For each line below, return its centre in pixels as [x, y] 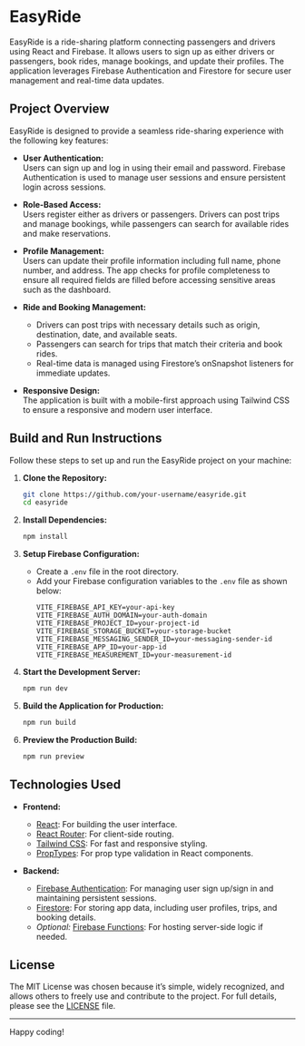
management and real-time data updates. [87, 80]
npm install [45, 537]
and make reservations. [66, 233]
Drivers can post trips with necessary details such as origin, [148, 325]
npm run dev [45, 689]
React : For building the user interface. [107, 824]
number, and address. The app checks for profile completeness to [146, 270]
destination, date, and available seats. [107, 334]
